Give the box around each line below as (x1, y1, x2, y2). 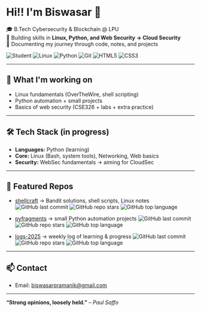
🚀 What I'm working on (6, 75, 93, 85)
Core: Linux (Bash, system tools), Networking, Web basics (14, 152, 159, 159)
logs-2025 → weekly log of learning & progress (14, 233, 132, 240)
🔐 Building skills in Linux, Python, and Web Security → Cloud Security (6, 34, 181, 41)
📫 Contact (6, 262, 48, 273)
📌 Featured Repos (6, 181, 74, 191)
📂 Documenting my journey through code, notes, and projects (6, 40, 159, 47)
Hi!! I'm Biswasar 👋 (6, 5, 102, 19)
